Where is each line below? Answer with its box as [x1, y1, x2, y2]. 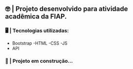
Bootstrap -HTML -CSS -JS [12, 40, 67, 46]
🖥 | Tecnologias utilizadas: [5, 27, 69, 34]
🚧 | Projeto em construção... [5, 57, 73, 64]
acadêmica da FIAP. [5, 13, 67, 21]
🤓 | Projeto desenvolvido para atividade [5, 5, 128, 13]
